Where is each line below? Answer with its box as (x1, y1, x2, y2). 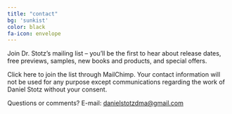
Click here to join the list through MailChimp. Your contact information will (7, 70, 221, 79)
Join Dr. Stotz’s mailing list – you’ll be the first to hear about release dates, (7, 49, 221, 58)
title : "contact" (7, 10, 58, 18)
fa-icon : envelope (7, 30, 61, 37)
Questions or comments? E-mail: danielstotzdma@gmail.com (7, 99, 184, 108)
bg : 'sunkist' (7, 17, 49, 24)
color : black (7, 23, 46, 30)
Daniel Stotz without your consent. (7, 85, 108, 94)
